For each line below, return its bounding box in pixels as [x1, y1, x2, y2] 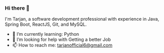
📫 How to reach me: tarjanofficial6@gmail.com [12, 42, 113, 48]
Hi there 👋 [5, 5, 30, 12]
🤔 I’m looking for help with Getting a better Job [12, 36, 111, 42]
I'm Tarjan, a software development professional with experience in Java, [5, 16, 159, 22]
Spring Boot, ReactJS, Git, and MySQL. [5, 21, 87, 27]
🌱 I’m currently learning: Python [12, 31, 79, 37]
